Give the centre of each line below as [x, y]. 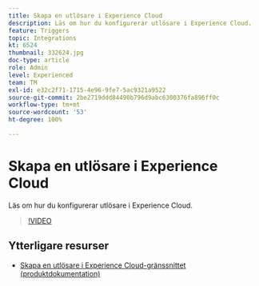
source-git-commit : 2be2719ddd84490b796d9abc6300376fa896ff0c [114, 97]
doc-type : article [39, 61]
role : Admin [28, 68]
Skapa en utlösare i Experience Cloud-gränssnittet [103, 265]
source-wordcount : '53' [48, 113]
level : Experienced [41, 75]
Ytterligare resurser [59, 246]
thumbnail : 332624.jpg [46, 53]
